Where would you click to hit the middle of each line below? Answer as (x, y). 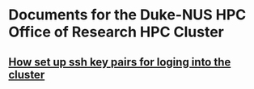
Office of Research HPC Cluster (116, 32)
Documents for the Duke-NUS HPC (127, 15)
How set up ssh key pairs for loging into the (120, 62)
